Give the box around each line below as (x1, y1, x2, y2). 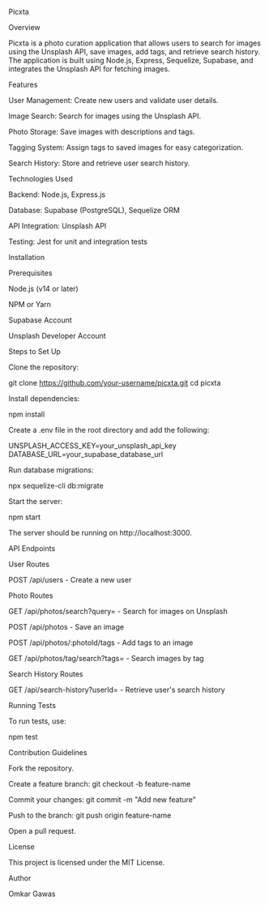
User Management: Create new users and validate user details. (8, 96, 219, 105)
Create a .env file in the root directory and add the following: (8, 425, 210, 434)
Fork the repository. (8, 763, 75, 773)
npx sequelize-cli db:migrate (8, 481, 104, 490)
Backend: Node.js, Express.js (8, 190, 106, 199)
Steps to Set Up (8, 347, 61, 356)
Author (8, 873, 32, 882)
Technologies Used (8, 174, 73, 183)
